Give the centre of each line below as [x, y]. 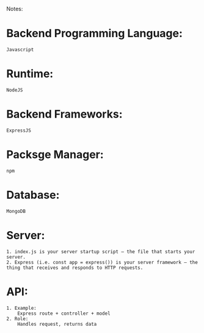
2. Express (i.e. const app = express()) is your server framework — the [102, 262]
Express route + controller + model [64, 313]
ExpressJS [19, 131]
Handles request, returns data [57, 324]
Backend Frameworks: [64, 114]
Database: [33, 195]
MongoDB [16, 211]
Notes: [15, 9]
